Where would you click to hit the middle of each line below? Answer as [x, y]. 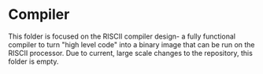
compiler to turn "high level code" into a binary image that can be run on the [131, 44]
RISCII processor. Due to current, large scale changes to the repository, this [131, 53]
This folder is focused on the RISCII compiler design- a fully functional [122, 36]
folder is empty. [33, 61]
